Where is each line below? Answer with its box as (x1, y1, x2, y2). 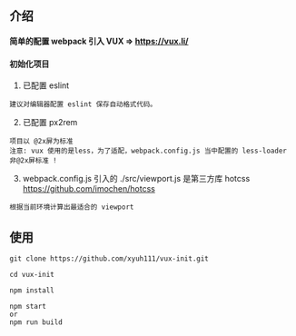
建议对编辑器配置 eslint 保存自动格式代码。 (9, 100, 157, 109)
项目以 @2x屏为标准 (9, 137, 74, 146)
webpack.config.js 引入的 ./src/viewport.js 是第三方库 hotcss (22, 173, 251, 184)
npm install (9, 286, 54, 295)
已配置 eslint (22, 80, 70, 91)
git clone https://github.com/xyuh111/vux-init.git (9, 254, 209, 263)
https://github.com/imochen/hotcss (22, 183, 156, 194)
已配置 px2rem (22, 117, 78, 128)
